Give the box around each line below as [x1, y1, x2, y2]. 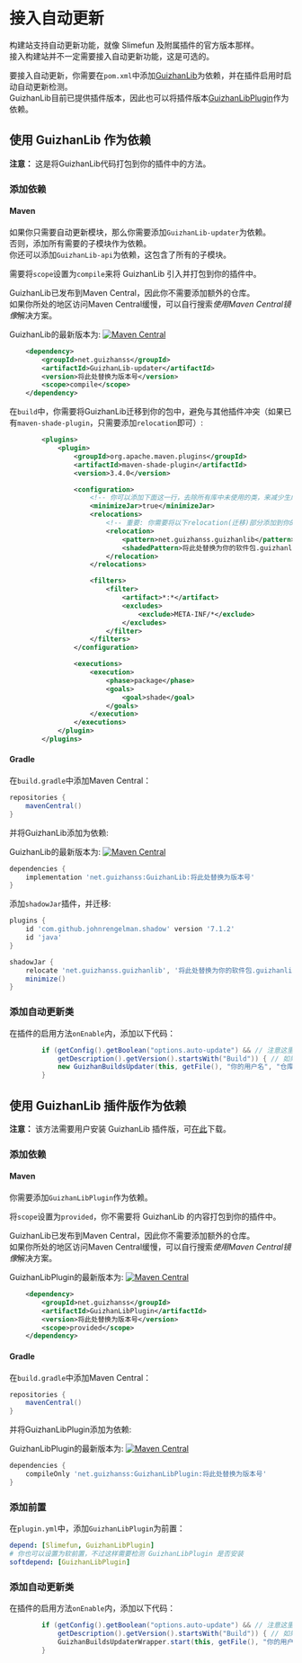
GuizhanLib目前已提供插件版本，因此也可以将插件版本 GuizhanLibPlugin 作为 [9, 92, 289, 103]
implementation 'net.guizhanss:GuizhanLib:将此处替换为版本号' [25, 873, 255, 882]
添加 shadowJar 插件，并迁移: [9, 898, 111, 909]
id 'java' [25, 933, 63, 942]
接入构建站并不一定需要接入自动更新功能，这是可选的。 [9, 50, 214, 61]
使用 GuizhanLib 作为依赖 [9, 132, 151, 148]
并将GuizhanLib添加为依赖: [9, 827, 110, 838]
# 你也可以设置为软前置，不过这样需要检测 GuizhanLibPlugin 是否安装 [9, 1549, 244, 1558]
